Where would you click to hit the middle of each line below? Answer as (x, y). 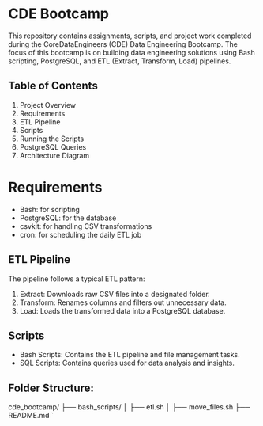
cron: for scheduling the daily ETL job (81, 234)
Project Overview (48, 105)
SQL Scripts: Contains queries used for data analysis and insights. (127, 363)
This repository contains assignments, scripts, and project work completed (130, 36)
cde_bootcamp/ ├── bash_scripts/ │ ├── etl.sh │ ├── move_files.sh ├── (129, 407)
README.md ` (31, 416)
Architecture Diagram (54, 155)
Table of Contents (53, 86)
